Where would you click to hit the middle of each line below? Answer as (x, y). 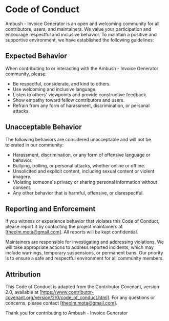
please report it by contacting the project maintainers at (64, 227)
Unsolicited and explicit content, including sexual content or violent (83, 171)
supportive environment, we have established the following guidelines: (80, 40)
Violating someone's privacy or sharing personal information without (85, 182)
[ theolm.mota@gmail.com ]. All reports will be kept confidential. (72, 232)
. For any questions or (132, 297)
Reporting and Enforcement (50, 209)
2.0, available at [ (24, 292)
